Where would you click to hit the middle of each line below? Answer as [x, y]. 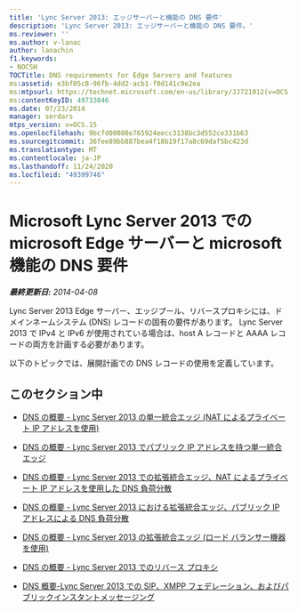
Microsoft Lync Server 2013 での [131, 221]
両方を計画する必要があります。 [91, 344]
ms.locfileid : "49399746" [57, 174]
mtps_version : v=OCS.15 [53, 125]
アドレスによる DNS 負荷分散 [75, 518]
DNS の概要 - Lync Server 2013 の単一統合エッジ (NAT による [134, 417]
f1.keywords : [33, 59]
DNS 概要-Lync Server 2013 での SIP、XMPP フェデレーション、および [152, 586]
